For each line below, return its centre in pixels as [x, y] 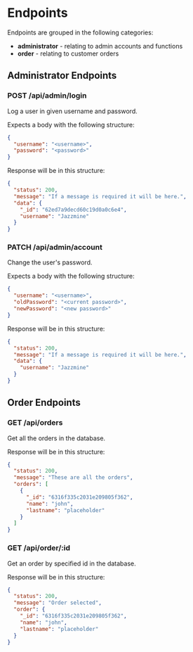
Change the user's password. [50, 262]
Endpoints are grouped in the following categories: [80, 32]
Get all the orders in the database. [56, 438]
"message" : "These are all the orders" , [73, 478]
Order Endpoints [44, 403]
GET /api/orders [35, 423]
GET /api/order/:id [39, 548]
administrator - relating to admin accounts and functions [100, 46]
